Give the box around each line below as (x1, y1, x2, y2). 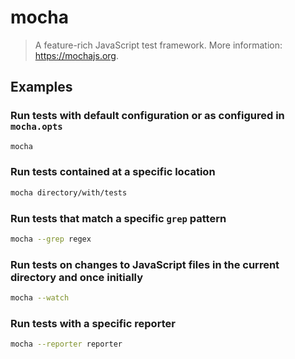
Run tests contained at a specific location (10, 165, 216, 179)
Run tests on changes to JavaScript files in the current (10, 257, 280, 271)
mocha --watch (10, 293, 70, 303)
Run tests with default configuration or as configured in (10, 109, 285, 123)
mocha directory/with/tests (10, 187, 128, 198)
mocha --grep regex (10, 234, 92, 244)
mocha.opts (10, 121, 63, 133)
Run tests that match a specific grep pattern (10, 211, 227, 225)
